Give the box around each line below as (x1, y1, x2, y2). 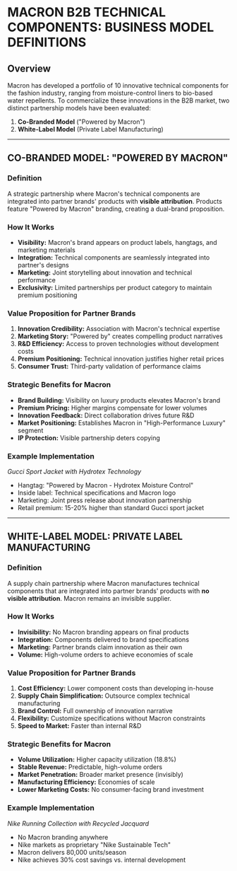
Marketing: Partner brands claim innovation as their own (17, 642, 183, 651)
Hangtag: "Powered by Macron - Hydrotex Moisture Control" (17, 480, 194, 489)
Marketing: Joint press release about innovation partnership (17, 496, 192, 504)
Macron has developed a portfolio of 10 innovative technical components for (7, 81, 229, 89)
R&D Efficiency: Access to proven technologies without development (17, 340, 219, 348)
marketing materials (17, 246, 75, 254)
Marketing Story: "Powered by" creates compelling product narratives (17, 332, 224, 340)
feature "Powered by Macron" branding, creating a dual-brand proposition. (7, 204, 225, 213)
